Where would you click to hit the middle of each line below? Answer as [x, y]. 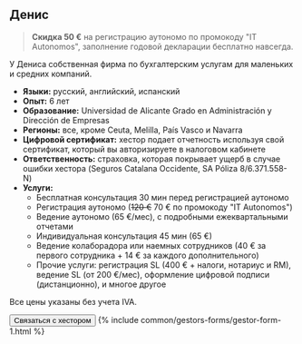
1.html [20, 331]
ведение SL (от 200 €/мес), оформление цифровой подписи [153, 274]
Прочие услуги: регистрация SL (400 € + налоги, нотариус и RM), [164, 265]
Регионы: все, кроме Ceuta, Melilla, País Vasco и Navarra [132, 130]
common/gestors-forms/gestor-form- [211, 319]
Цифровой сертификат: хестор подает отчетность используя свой [153, 139]
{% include [118, 319]
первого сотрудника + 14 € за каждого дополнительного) [147, 255]
